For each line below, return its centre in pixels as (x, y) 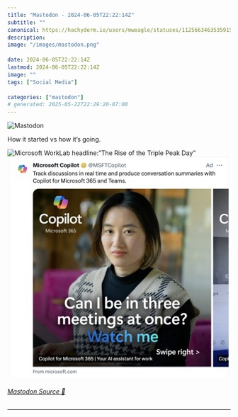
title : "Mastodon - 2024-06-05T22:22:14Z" (71, 15)
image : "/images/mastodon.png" (53, 45)
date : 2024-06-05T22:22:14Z (49, 60)
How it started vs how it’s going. (54, 139)
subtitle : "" (27, 22)
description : (27, 38)
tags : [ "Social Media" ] (42, 82)
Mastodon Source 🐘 (36, 391)
